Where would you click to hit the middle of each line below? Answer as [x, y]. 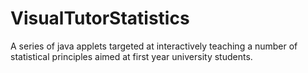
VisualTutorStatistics [100, 18]
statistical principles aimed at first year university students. [131, 56]
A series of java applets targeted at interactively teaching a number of [154, 46]
